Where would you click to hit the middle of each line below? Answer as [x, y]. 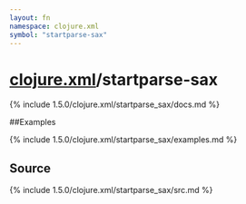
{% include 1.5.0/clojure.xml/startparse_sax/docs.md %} [115, 104]
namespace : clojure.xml [54, 26]
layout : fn [30, 18]
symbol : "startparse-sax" [58, 34]
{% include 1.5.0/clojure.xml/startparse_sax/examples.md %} [123, 140]
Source [30, 168]
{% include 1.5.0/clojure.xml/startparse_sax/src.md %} [111, 190]
